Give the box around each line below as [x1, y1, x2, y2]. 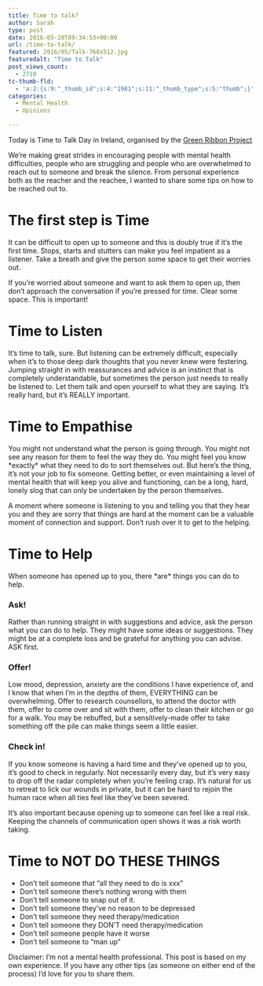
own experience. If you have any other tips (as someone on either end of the [8, 960, 256, 969]
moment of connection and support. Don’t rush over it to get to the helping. [8, 517, 251, 527]
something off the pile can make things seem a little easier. [8, 721, 199, 731]
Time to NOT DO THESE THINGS [8, 852, 221, 870]
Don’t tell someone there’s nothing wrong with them [19, 887, 187, 896]
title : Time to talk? [8, 11, 79, 20]
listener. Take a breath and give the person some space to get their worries [8, 254, 251, 264]
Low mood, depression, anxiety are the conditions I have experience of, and [8, 680, 254, 689]
